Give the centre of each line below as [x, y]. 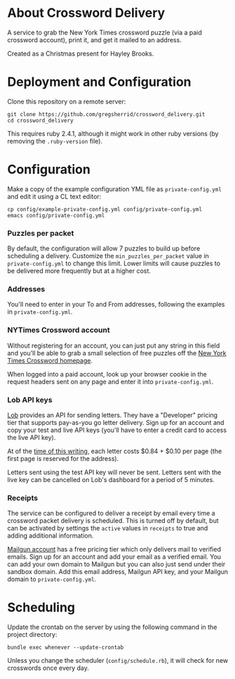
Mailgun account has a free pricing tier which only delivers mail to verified [114, 550]
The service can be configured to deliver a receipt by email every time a [111, 513]
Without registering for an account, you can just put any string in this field [114, 345]
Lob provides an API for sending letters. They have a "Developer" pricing [113, 415]
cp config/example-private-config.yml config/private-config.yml [105, 209]
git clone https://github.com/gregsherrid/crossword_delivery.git [106, 114]
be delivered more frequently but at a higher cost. [79, 271]
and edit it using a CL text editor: [54, 196]
